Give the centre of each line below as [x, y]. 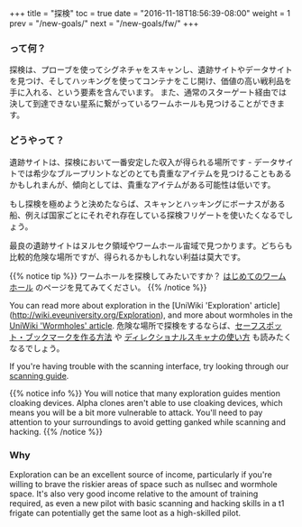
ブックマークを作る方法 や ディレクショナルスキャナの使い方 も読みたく [158, 337]
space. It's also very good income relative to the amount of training [134, 494]
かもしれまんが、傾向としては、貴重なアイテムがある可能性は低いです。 [142, 184]
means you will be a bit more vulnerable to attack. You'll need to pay [136, 412]
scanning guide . [39, 375]
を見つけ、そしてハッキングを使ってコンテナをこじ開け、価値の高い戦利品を [151, 81]
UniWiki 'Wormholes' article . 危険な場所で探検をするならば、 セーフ [134, 325]
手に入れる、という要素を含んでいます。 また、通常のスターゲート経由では [148, 92]
